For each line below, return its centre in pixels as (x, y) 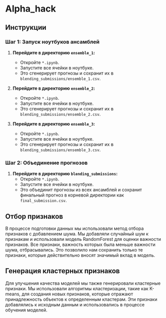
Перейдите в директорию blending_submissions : (65, 174)
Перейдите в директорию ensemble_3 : (54, 123)
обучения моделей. (26, 310)
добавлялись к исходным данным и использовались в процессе (75, 304)
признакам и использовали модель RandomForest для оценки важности (83, 239)
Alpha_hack (31, 9)
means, (13, 294)
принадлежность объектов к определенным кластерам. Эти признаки (81, 299)
